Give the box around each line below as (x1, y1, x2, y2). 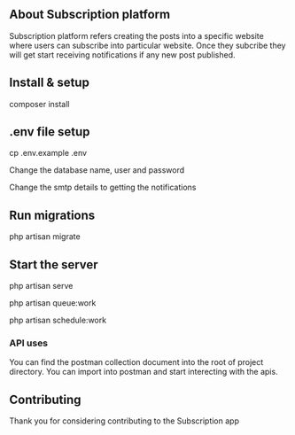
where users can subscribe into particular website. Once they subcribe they (9, 40, 286, 50)
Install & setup (9, 75, 90, 90)
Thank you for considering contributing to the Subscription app (9, 416, 239, 426)
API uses (9, 337, 49, 349)
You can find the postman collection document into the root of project (9, 357, 264, 368)
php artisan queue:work (9, 298, 97, 308)
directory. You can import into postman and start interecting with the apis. (9, 367, 278, 377)
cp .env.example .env (9, 148, 87, 159)
